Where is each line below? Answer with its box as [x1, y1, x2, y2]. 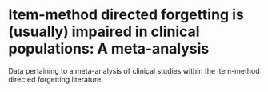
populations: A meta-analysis [8, 40, 210, 58]
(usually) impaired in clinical [8, 22, 200, 41]
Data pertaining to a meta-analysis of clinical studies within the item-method [8, 66, 260, 75]
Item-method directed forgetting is [8, 6, 244, 24]
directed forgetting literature [8, 74, 102, 84]
